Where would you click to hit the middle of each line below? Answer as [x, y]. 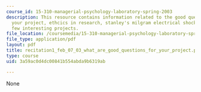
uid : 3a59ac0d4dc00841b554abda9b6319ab [56, 61]
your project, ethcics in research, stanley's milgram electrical [96, 23]
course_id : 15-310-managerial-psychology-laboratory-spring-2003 [89, 12]
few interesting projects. [45, 28]
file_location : [25, 34]
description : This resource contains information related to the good [96, 17]
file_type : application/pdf [41, 39]
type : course [22, 56]
